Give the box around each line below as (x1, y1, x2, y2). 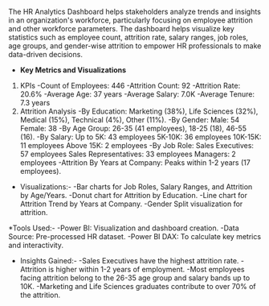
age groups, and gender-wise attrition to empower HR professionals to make (8, 41, 262, 51)
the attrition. (19, 290, 61, 300)
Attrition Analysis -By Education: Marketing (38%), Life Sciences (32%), (19, 106, 259, 116)
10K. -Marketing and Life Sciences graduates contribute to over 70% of (19, 282, 257, 291)
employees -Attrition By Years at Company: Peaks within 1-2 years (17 (19, 158, 251, 167)
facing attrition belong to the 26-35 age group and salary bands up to (19, 273, 251, 283)
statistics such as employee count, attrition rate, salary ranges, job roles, (8, 32, 249, 42)
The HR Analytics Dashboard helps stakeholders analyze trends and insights (8, 7, 261, 16)
